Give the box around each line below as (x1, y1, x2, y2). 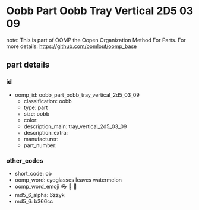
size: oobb (23, 110, 49, 117)
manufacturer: (23, 135, 59, 142)
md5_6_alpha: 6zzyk (14, 191, 65, 198)
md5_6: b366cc (14, 198, 53, 205)
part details (6, 60, 50, 70)
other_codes (6, 156, 43, 164)
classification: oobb (23, 97, 72, 104)
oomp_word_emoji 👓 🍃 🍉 (14, 183, 77, 190)
